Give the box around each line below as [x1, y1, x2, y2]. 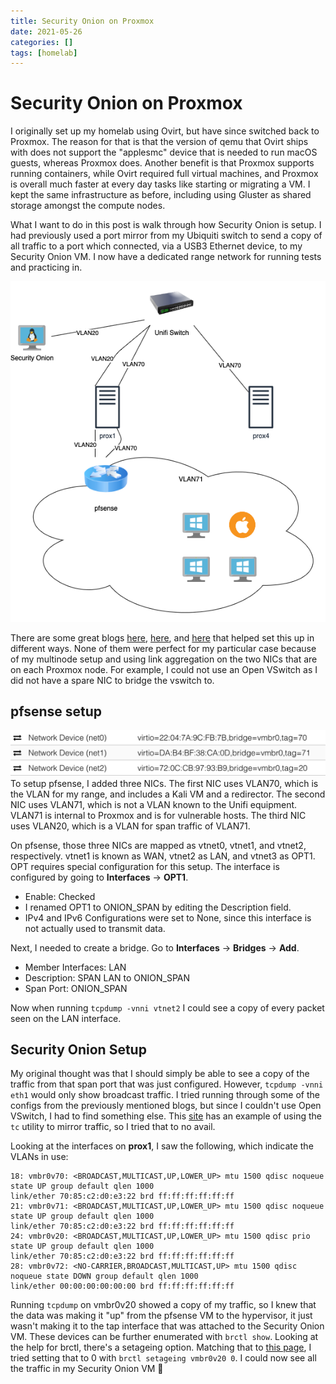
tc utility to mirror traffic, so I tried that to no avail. [10, 1121, 216, 1133]
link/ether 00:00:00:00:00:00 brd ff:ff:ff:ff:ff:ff [10, 1281, 235, 1292]
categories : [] [10, 37, 74, 47]
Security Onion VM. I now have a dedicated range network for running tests [10, 251, 322, 263]
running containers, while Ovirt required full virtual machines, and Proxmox [10, 168, 319, 180]
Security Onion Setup [10, 1041, 147, 1059]
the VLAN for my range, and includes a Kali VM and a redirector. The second [10, 788, 326, 800]
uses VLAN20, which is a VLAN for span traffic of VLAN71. [10, 820, 251, 832]
